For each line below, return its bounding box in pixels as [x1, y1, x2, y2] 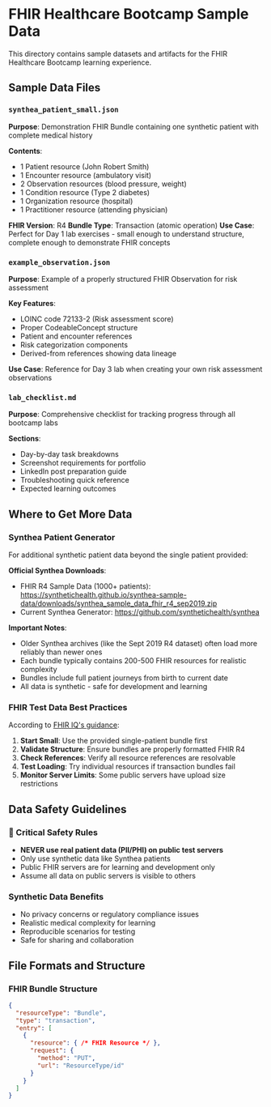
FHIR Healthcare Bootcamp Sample [8, 5, 249, 23]
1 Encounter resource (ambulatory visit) [19, 170, 152, 180]
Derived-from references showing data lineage [19, 348, 176, 358]
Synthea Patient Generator [8, 531, 116, 543]
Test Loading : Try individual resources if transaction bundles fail [19, 762, 236, 772]
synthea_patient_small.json [8, 105, 119, 114]
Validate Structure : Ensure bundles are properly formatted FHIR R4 [19, 744, 245, 754]
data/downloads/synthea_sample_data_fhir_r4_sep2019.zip [19, 598, 218, 608]
